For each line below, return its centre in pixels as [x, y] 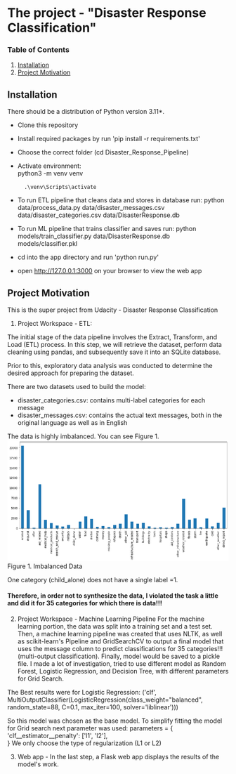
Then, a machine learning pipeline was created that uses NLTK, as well [120, 634]
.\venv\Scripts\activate [60, 188]
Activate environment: [50, 166]
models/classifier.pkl [47, 244]
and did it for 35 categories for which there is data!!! [85, 603]
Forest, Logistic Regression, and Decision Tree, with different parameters [123, 671]
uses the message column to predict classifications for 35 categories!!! [120, 648]
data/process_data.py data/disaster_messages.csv [91, 208]
